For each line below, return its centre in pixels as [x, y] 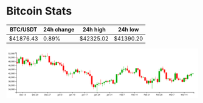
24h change [59, 30]
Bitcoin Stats [39, 11]
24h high [94, 30]
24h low [128, 30]
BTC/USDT [24, 30]
